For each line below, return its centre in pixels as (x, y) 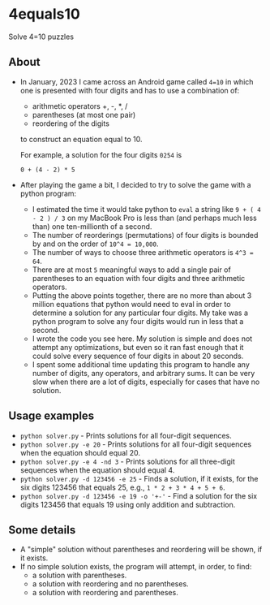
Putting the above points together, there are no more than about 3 (142, 295)
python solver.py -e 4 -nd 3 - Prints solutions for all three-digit (127, 461)
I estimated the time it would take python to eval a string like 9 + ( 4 (146, 209)
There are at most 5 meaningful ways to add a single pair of (131, 270)
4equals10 (45, 14)
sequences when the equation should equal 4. (97, 470)
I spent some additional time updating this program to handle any (141, 364)
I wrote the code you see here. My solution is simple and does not (142, 339)
